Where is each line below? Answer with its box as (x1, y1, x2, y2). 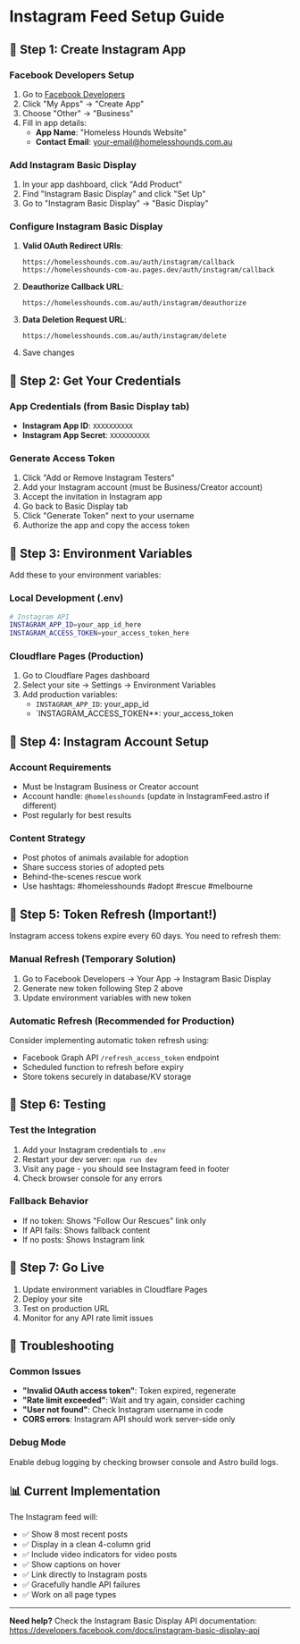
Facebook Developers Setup (9, 69, 135, 81)
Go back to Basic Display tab (21, 501, 129, 511)
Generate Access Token (9, 452, 116, 465)
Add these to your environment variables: (9, 569, 162, 580)
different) (21, 800, 57, 811)
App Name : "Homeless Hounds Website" (35, 127, 187, 138)
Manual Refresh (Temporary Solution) (9, 953, 177, 965)
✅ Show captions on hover (21, 1559, 121, 1570)
